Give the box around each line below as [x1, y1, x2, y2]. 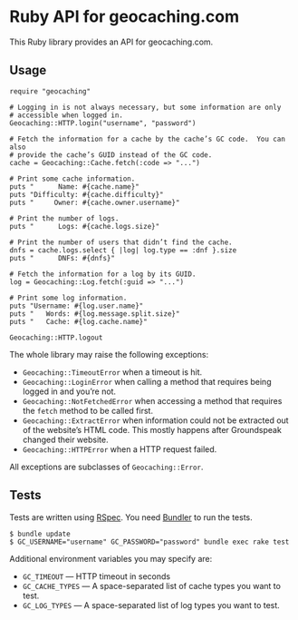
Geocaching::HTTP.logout [9, 333, 103, 342]
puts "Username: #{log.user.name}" [9, 301, 144, 310]
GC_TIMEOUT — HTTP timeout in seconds [22, 570, 170, 582]
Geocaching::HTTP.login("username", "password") [9, 118, 197, 128]
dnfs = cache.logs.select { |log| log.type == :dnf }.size [9, 245, 237, 255]
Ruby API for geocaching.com [9, 6, 240, 27]
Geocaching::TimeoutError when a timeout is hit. [22, 366, 203, 378]
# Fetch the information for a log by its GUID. [9, 270, 197, 279]
